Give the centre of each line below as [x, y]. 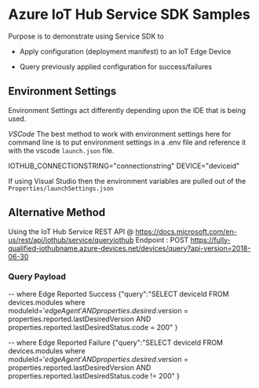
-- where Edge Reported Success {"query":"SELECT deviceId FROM [119, 294]
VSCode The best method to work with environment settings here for [120, 134]
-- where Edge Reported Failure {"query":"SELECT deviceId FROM [116, 342]
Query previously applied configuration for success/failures [116, 66]
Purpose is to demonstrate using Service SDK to [86, 36]
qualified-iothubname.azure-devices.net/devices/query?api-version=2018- [129, 248]
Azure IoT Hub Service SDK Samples [129, 15]
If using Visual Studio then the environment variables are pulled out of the [127, 181]
